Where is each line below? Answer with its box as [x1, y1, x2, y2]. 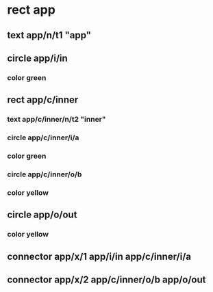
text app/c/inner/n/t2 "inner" [7, 115, 106, 124]
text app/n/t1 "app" [7, 29, 91, 41]
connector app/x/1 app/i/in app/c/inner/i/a [7, 250, 192, 262]
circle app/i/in [7, 52, 68, 64]
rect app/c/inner [7, 94, 79, 106]
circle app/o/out [7, 209, 77, 221]
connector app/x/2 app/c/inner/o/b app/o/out [7, 274, 206, 285]
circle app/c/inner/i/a [7, 133, 79, 142]
